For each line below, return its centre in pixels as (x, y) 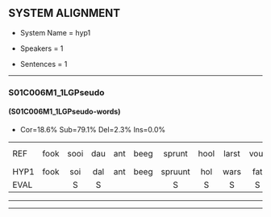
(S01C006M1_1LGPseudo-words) (65, 111)
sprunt (175, 153)
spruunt (176, 171)
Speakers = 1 (42, 48)
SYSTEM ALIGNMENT (65, 13)
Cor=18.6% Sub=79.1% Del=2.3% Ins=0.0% (93, 129)
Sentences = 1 (44, 64)
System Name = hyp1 (55, 32)
